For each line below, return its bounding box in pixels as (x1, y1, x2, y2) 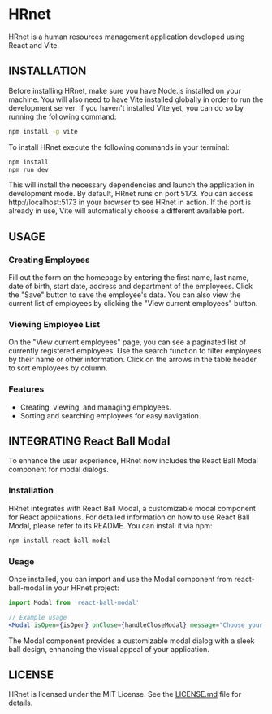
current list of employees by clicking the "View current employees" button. (8, 299, 258, 309)
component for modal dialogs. (8, 465, 110, 475)
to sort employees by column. (8, 363, 108, 373)
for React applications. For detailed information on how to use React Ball (8, 512, 250, 522)
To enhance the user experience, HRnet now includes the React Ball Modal (8, 456, 258, 466)
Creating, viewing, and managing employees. (19, 402, 172, 412)
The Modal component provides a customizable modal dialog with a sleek (8, 636, 255, 646)
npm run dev (8, 165, 49, 173)
